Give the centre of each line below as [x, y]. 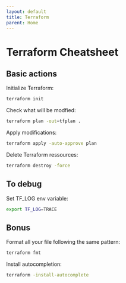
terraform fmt [24, 253]
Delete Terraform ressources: [42, 155]
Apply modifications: [31, 133]
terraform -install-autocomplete [48, 275]
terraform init [25, 99]
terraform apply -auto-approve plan [51, 144]
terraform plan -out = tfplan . [44, 121]
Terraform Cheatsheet [62, 52]
